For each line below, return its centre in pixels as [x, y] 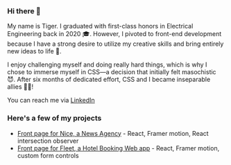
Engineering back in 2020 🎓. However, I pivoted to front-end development [114, 34]
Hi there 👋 [24, 11]
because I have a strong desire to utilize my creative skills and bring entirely [115, 44]
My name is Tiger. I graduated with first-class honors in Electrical [100, 26]
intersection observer [48, 141]
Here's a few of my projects [54, 119]
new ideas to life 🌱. [34, 51]
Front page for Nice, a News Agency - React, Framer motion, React [113, 133]
